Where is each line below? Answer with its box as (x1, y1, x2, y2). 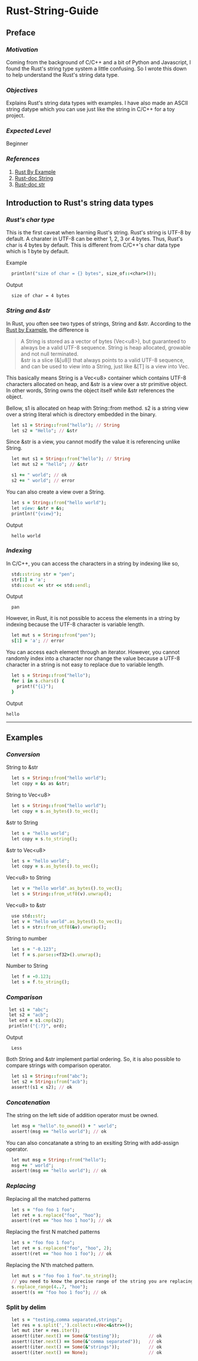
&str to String (6, 819, 38, 826)
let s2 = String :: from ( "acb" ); (11, 1079, 88, 1085)
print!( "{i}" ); (16, 683, 54, 689)
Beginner (6, 140, 28, 147)
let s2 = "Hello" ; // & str (11, 427, 78, 433)
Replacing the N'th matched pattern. (6, 1261, 94, 1268)
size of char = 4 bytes (11, 293, 70, 299)
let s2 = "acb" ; (8, 1012, 49, 1018)
